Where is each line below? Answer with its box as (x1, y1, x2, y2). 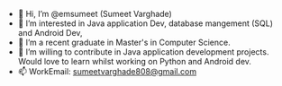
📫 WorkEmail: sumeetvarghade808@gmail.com (17, 66, 196, 76)
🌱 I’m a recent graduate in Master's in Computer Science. (17, 37, 232, 47)
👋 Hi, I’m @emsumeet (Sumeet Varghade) (17, 9, 173, 19)
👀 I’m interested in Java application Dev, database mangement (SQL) (17, 18, 273, 29)
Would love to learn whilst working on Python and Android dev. (17, 56, 252, 66)
